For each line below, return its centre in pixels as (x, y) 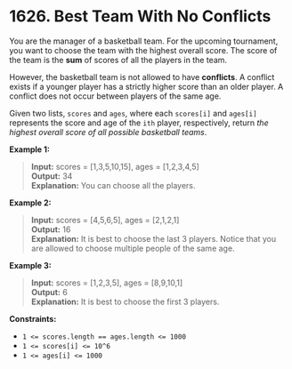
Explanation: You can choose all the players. (113, 185)
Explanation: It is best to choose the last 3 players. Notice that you (154, 238)
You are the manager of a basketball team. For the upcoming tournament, (144, 41)
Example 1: (30, 149)
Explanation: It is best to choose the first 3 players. (125, 301)
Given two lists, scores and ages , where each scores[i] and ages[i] (133, 113)
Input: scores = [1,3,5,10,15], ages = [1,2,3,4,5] (115, 166)
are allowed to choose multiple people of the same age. (133, 248)
